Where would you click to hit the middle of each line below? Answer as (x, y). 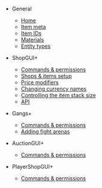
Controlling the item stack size (58, 95)
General (22, 9)
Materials (32, 40)
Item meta (33, 27)
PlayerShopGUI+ (32, 167)
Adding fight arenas (45, 131)
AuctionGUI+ (28, 143)
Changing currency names (54, 89)
